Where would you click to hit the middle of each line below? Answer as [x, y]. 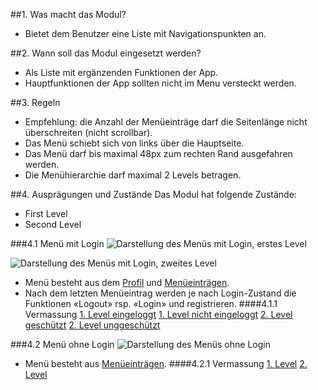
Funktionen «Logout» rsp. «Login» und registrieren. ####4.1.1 [151, 303]
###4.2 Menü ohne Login [62, 344]
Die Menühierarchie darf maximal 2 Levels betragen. [133, 175]
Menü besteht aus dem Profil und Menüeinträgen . [127, 282]
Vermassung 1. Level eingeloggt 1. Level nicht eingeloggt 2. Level [158, 314]
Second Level [53, 224]
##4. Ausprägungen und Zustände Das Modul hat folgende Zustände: [153, 194]
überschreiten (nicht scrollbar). [88, 132]
